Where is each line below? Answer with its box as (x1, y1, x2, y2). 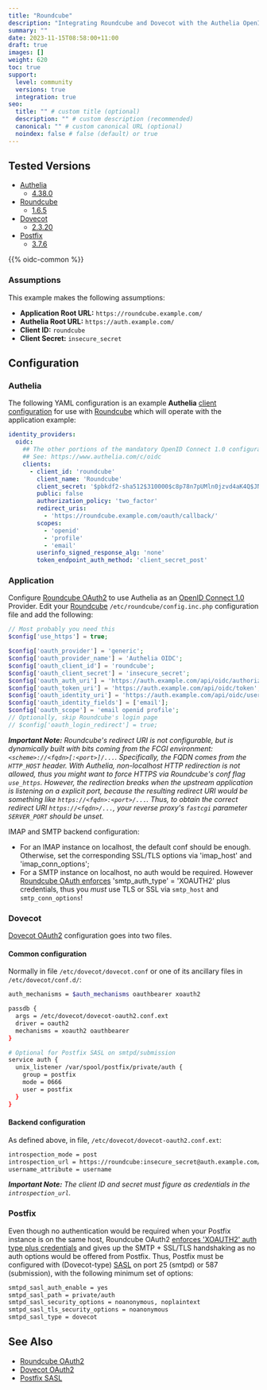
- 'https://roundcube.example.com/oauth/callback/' (43, 512, 219, 521)
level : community (15, 78, 73, 86)
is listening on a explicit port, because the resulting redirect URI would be (8, 786, 248, 796)
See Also (8, 1335, 53, 1349)
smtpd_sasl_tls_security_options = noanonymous (8, 1306, 169, 1314)
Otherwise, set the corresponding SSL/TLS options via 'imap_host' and (19, 850, 253, 860)
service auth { (8, 1056, 59, 1064)
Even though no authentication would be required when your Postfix (8, 1225, 231, 1236)
